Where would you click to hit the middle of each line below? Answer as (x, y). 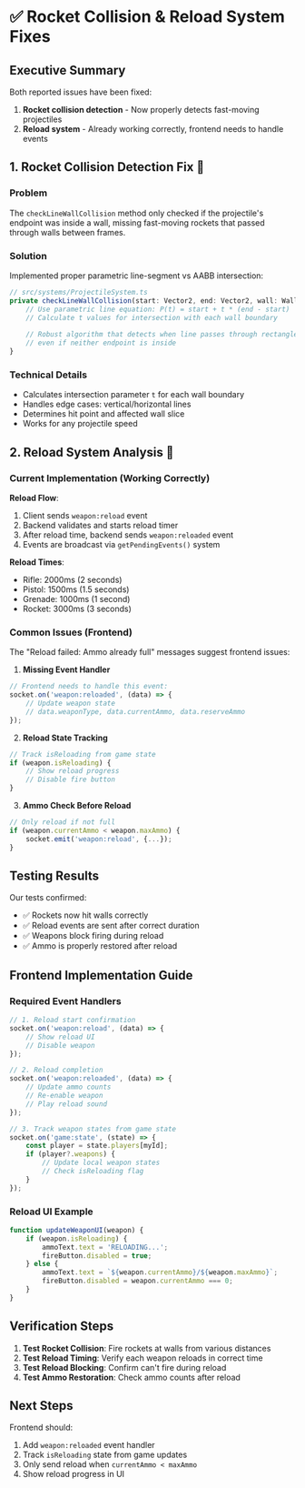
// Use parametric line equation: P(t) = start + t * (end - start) (158, 309)
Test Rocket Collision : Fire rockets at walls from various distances (147, 1348)
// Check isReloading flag (93, 1171)
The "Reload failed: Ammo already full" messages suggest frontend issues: (150, 652)
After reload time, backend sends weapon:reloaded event (128, 535)
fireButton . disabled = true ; (97, 1256)
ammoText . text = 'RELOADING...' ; (105, 1247)
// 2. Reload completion (56, 1071)
